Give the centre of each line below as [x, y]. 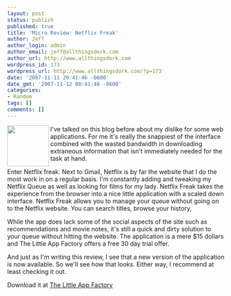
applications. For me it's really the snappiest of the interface [136, 136]
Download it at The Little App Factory [60, 285]
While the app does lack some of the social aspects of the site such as [107, 222]
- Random [20, 97]
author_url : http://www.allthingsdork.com [69, 59]
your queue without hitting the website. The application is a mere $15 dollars [115, 236]
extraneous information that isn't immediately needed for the [137, 151]
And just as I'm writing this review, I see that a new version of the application [116, 257]
